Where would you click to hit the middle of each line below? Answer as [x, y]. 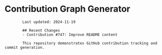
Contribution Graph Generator [67, 9]
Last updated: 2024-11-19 [49, 22]
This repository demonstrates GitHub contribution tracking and [90, 43]
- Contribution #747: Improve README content [70, 35]
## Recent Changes [41, 30]
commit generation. [25, 47]
